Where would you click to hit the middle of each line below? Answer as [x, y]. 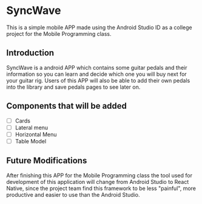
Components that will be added [67, 106]
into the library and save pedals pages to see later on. [73, 87]
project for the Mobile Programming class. [59, 33]
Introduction [30, 53]
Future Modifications [47, 161]
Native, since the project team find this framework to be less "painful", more [101, 188]
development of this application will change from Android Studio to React [98, 182]
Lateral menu [32, 127]
